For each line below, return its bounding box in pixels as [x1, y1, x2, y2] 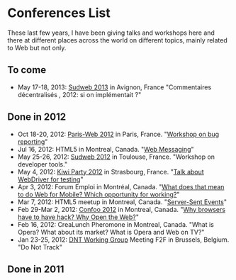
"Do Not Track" [17, 242, 62, 251]
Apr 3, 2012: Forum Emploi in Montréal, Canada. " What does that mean [17, 182, 225, 191]
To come [7, 64, 47, 76]
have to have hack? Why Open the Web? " [17, 213, 140, 221]
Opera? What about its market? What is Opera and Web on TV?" [17, 228, 205, 236]
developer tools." [17, 159, 68, 168]
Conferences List [7, 5, 111, 21]
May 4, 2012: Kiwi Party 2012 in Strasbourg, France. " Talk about [17, 167, 204, 176]
